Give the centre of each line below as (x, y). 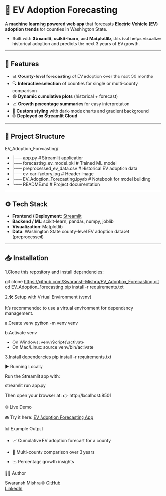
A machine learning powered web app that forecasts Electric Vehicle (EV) (82, 24)
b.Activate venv (21, 333)
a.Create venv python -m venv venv (41, 323)
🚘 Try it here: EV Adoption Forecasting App (49, 417)
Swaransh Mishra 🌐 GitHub (33, 483)
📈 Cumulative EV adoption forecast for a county (62, 441)
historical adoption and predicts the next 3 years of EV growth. (76, 43)
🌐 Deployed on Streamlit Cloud (45, 116)
